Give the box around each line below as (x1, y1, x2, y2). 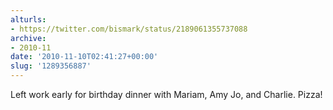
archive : (10, 33, 47, 43)
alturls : (10, 14, 47, 25)
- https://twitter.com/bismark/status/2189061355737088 (10, 24, 248, 34)
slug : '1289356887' (10, 61, 92, 71)
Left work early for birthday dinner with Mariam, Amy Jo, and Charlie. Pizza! (10, 89, 323, 100)
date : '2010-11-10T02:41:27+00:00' (10, 52, 159, 62)
